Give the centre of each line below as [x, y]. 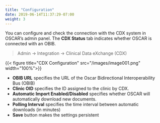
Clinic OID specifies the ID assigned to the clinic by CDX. [71, 89]
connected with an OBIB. [31, 44]
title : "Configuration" [30, 10]
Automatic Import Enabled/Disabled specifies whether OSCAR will [81, 94]
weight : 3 [15, 19]
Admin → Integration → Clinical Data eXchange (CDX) [72, 53]
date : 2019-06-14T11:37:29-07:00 [40, 14]
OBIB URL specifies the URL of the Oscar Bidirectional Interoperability [84, 78]
